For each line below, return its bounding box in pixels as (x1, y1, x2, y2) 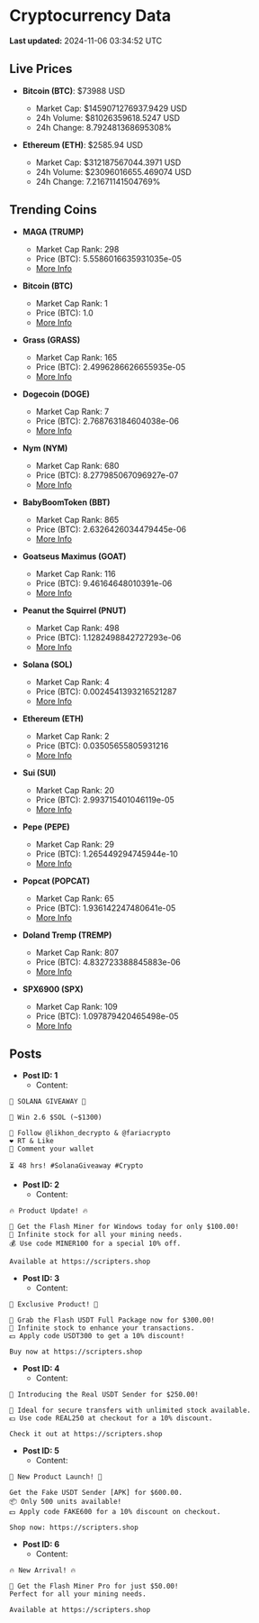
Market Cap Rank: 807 (35, 947, 120, 958)
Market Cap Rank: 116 (35, 568, 117, 579)
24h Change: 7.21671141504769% (35, 176, 161, 187)
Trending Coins (9, 202, 97, 217)
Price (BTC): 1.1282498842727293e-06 (35, 632, 182, 643)
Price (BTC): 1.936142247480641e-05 (35, 903, 176, 913)
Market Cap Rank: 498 (35, 622, 120, 633)
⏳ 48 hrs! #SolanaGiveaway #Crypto (9, 1161, 144, 1170)
